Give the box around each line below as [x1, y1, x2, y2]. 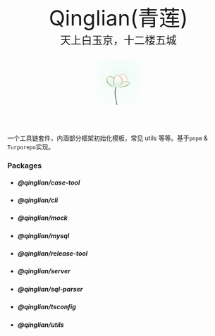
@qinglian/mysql [17, 231, 70, 239]
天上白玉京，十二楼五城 [60, 34, 177, 47]
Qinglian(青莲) [49, 4, 188, 31]
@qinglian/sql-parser [17, 285, 83, 293]
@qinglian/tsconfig [17, 303, 76, 311]
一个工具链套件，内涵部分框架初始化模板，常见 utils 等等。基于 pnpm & [7, 134, 208, 142]
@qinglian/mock [17, 213, 68, 222]
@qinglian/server [17, 267, 70, 275]
